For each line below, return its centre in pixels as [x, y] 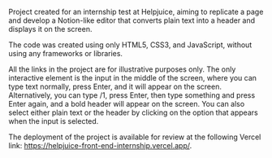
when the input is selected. [54, 121]
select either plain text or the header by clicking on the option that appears [133, 112]
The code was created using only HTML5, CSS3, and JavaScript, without [130, 45]
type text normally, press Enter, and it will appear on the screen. [115, 86]
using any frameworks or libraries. [66, 53]
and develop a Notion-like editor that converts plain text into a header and [132, 20]
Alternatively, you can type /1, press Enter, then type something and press [132, 95]
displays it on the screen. [50, 29]
